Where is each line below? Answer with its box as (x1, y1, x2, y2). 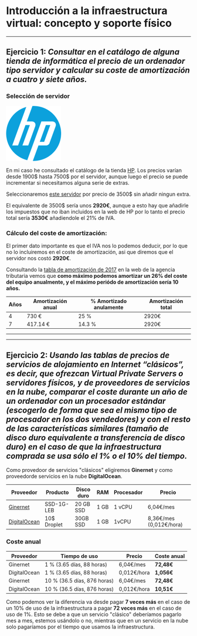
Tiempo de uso (60, 552, 98, 559)
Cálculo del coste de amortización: (6, 229, 107, 237)
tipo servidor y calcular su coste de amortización (6, 66, 191, 76)
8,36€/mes (147, 515, 175, 522)
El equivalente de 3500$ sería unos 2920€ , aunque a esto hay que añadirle (6, 202, 189, 209)
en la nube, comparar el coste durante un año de (6, 387, 188, 397)
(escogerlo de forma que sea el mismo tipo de (6, 405, 177, 415)
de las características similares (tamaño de (6, 423, 169, 433)
